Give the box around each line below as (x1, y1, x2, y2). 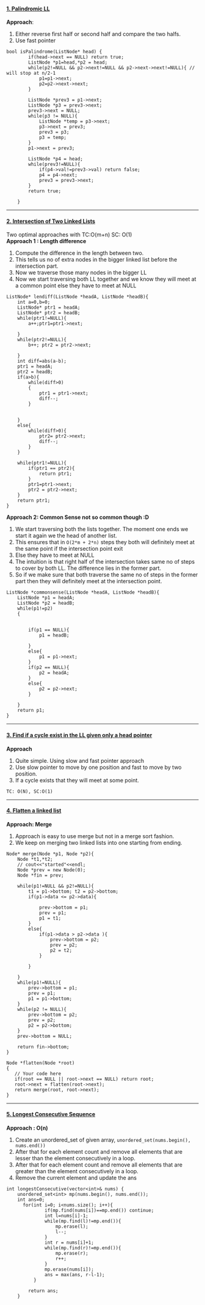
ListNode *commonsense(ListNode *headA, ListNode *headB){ (6, 589, 160, 596)
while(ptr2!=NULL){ (17, 337, 67, 343)
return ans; (28, 1288, 59, 1294)
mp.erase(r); (55, 1250, 88, 1257)
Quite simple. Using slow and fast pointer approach (15, 757, 145, 764)
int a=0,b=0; (17, 299, 51, 306)
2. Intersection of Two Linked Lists (6, 217, 96, 225)
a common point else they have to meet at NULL (15, 282, 137, 289)
